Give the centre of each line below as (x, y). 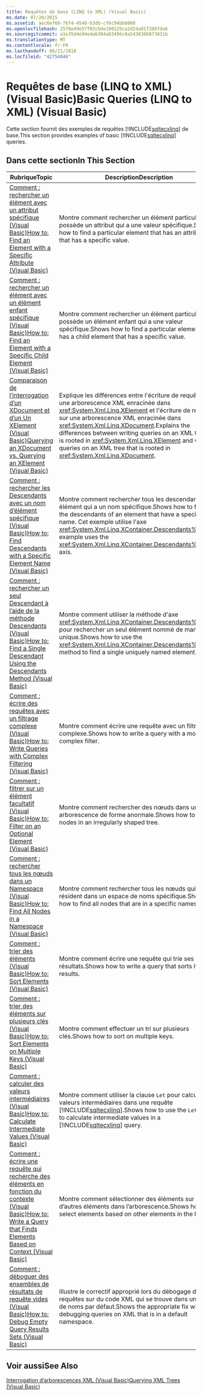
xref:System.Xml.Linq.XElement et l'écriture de (125, 410)
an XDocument (30, 448)
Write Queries (29, 749)
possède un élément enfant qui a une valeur (121, 322)
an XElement (27, 463)
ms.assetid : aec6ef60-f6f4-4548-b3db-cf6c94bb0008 (71, 23)
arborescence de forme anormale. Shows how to (127, 815)
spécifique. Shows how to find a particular (118, 329)
